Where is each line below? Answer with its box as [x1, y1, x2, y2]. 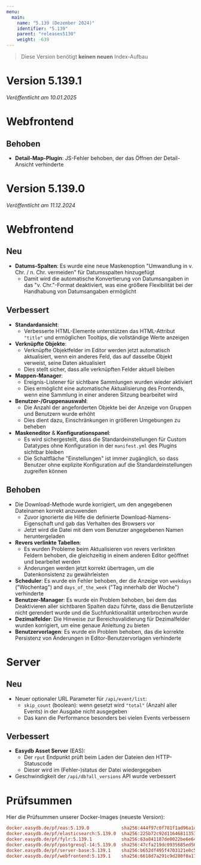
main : [11, 14, 26, 20]
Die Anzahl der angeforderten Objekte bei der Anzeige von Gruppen [23, 404, 191, 411]
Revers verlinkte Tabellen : [14, 539, 82, 546]
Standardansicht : [14, 321, 59, 328]
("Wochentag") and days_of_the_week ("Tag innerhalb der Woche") [14, 583, 179, 591]
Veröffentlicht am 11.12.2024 [6, 201, 76, 208]
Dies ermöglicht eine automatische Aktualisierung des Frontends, [23, 385, 185, 392]
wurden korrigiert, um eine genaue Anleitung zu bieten [14, 621, 150, 629]
